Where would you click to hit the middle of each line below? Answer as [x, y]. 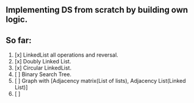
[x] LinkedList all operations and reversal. [66, 55]
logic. [17, 20]
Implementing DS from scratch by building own [97, 10]
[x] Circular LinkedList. [43, 68]
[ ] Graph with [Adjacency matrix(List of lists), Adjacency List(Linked [100, 81]
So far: [19, 40]
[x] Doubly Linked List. [43, 62]
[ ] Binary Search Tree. [43, 74]
